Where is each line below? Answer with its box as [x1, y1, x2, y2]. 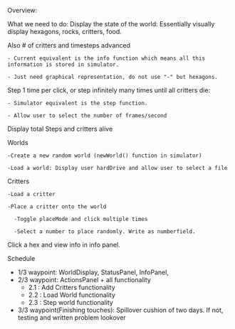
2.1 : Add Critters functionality [28, 284, 115, 291]
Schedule [7, 254, 36, 262]
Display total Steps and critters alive [7, 124, 113, 133]
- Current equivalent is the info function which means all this [7, 55, 205, 62]
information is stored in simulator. [7, 61, 120, 68]
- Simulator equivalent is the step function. [7, 99, 148, 107]
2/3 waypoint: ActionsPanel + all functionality [17, 276, 151, 284]
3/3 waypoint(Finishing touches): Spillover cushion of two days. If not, [17, 306, 224, 314]
